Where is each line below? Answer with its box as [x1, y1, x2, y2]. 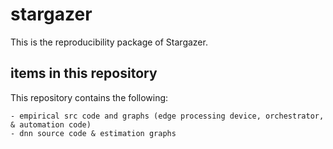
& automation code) [10, 119, 92, 130]
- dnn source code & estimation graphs [10, 128, 177, 138]
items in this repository [10, 65, 158, 82]
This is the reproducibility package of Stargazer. [10, 36, 208, 48]
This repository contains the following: [10, 91, 169, 103]
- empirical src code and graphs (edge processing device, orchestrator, [10, 111, 325, 121]
